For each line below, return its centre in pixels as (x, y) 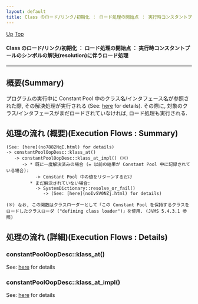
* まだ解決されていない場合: (60, 183)
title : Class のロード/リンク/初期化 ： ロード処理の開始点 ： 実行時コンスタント (97, 17)
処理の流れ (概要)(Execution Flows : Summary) (92, 133)
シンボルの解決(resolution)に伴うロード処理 (75, 55)
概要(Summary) (35, 83)
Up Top (15, 34)
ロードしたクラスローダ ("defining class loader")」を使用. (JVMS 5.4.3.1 (93, 212)
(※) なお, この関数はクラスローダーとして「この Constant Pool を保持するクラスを (98, 205)
